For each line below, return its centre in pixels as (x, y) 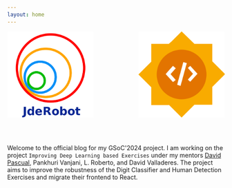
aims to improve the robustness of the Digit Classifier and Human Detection (115, 169)
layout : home (26, 14)
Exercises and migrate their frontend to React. (72, 177)
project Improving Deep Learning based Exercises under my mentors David (114, 155)
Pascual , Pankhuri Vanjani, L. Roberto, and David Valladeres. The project (110, 163)
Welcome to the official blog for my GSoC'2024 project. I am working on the (115, 147)
